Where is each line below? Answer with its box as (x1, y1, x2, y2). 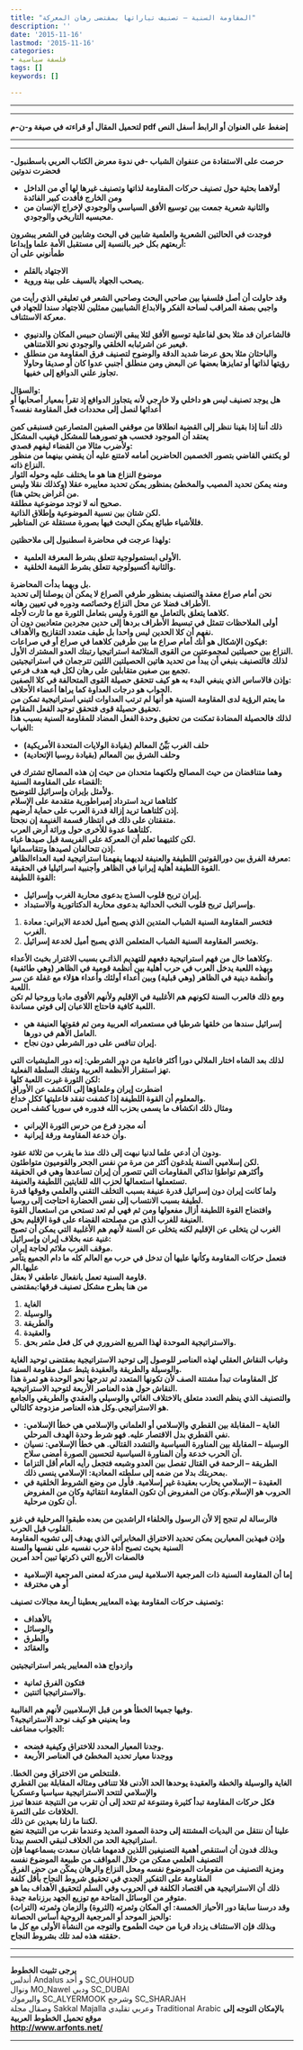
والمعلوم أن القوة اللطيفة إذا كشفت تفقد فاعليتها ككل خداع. (10, 1093, 206, 1104)
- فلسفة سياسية (10, 55, 67, 64)
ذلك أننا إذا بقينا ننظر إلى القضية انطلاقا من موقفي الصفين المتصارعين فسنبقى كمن (10, 420, 282, 432)
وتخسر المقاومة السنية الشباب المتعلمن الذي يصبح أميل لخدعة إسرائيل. (22, 935, 259, 946)
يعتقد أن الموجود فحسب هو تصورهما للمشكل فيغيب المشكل (10, 430, 209, 441)
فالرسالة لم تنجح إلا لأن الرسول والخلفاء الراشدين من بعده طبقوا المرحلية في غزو (10, 1513, 278, 1524)
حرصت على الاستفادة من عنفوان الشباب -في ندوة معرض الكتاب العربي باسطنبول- (10, 155, 284, 167)
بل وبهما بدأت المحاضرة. (10, 578, 92, 590)
